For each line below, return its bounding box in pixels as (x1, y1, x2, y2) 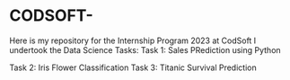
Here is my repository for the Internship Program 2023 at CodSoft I (9, 35, 257, 46)
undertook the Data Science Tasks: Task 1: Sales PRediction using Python (9, 44, 281, 55)
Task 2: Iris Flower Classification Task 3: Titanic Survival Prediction (9, 62, 258, 73)
